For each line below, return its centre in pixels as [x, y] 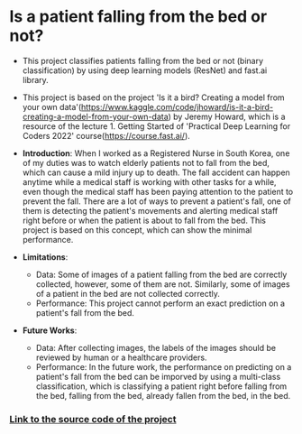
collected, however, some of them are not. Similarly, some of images [163, 284]
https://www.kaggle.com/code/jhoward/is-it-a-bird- [177, 106]
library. [36, 79]
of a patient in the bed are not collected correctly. [128, 293]
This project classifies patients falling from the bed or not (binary [143, 60]
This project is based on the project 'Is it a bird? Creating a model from [154, 97]
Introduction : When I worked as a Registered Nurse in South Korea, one [156, 153]
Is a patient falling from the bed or [138, 17]
